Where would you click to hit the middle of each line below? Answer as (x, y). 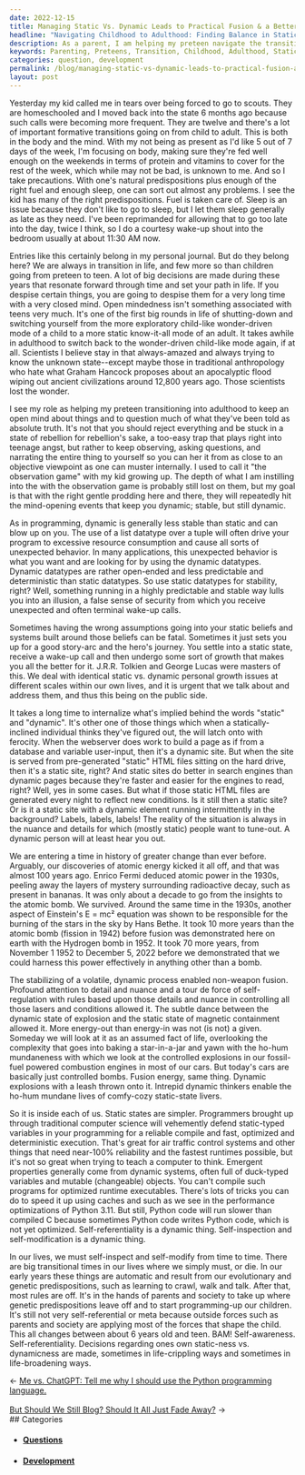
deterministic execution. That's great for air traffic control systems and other (152, 1142)
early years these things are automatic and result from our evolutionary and (151, 1276)
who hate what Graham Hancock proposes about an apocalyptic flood (141, 371)
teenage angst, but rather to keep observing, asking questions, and (135, 447)
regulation (28, 999)
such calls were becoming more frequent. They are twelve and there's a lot (150, 122)
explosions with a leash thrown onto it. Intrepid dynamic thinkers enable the (151, 1086)
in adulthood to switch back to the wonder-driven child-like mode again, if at (152, 343)
